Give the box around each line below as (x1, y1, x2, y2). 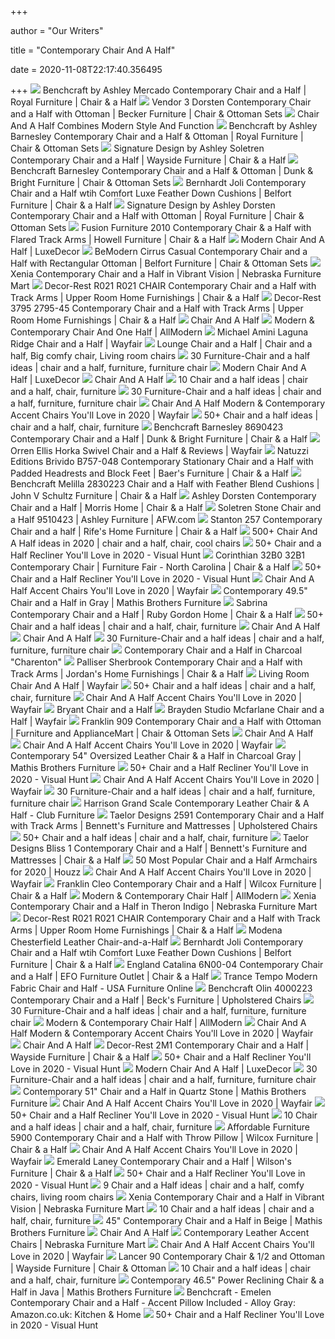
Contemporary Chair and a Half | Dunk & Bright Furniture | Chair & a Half (10, 433, 308, 445)
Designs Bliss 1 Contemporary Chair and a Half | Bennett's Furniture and (10, 842, 308, 854)
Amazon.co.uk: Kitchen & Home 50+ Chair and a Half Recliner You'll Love (10, 1309, 325, 1320)
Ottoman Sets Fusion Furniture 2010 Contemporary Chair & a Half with (10, 222, 312, 233)
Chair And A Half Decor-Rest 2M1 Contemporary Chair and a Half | (22, 1039, 310, 1051)
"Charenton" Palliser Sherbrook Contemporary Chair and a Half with (10, 656, 303, 668)
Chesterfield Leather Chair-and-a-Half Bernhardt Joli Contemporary (10, 936, 304, 948)
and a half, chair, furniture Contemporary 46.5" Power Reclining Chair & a (10, 1274, 325, 1286)
